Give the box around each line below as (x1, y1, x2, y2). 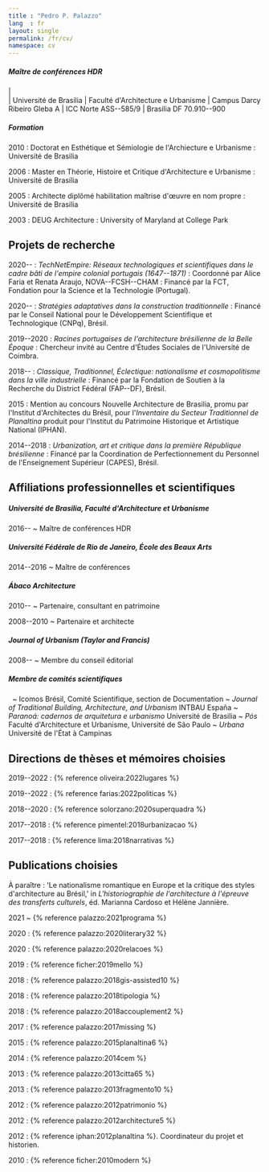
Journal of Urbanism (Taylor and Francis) (8, 635, 150, 645)
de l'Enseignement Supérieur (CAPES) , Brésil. (8, 457, 159, 467)
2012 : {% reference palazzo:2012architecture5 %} (8, 1116, 177, 1125)
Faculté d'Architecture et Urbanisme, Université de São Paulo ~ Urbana (8, 720, 245, 729)
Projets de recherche (8, 238, 116, 252)
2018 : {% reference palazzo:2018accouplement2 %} (8, 1006, 184, 1016)
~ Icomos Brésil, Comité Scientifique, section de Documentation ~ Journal (11, 694, 258, 704)
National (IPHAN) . (8, 424, 67, 435)
